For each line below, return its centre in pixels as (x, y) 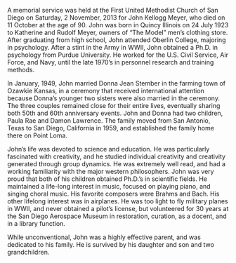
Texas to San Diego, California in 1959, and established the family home (111, 128)
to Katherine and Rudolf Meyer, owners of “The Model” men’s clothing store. (118, 32)
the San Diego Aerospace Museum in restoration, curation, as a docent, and (117, 216)
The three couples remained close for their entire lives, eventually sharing (114, 106)
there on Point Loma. (38, 135)
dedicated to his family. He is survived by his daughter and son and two (111, 244)
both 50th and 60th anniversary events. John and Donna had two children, (115, 113)
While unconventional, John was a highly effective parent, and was (104, 237)
